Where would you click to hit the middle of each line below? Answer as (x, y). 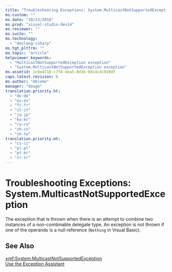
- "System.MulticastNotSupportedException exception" (68, 67)
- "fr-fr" (20, 106)
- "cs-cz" (20, 143)
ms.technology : (21, 39)
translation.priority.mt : (33, 139)
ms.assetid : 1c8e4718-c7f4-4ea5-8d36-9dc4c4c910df (60, 72)
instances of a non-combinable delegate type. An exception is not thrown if (85, 224)
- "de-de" (20, 96)
